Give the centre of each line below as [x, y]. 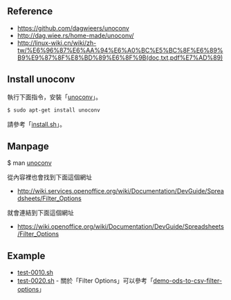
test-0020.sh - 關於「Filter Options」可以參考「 [85, 281]
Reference [30, 11]
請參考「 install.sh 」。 [37, 124]
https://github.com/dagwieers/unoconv [73, 28]
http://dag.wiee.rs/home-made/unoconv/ [75, 35]
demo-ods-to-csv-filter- [188, 281]
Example [26, 256]
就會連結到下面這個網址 [40, 213]
